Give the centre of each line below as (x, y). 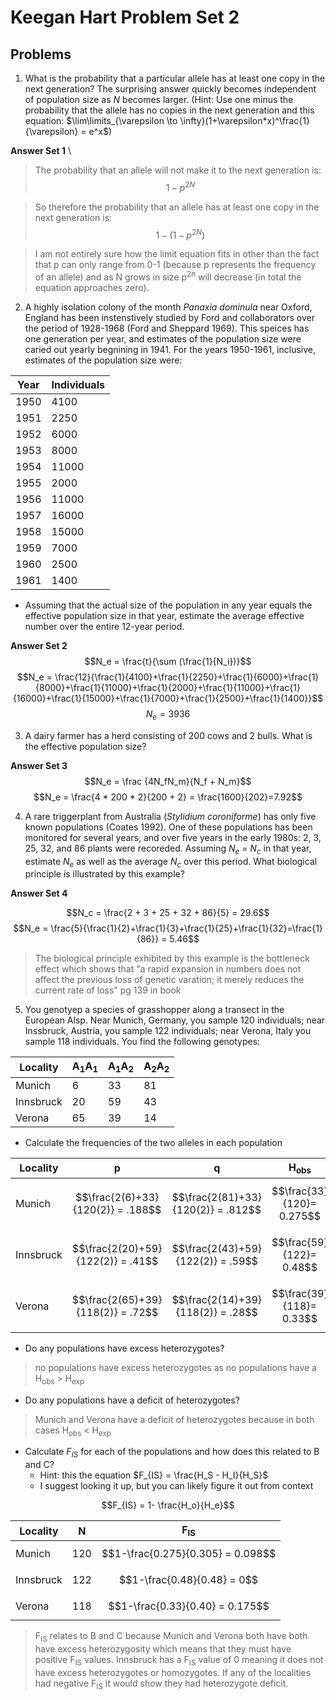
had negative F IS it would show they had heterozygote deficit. (161, 1684)
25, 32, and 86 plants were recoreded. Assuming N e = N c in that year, (168, 849)
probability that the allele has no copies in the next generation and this (169, 110)
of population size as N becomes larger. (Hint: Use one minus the (159, 99)
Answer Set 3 (39, 765)
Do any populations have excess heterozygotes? (124, 1348)
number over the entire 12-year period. (104, 626)
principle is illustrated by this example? (104, 874)
